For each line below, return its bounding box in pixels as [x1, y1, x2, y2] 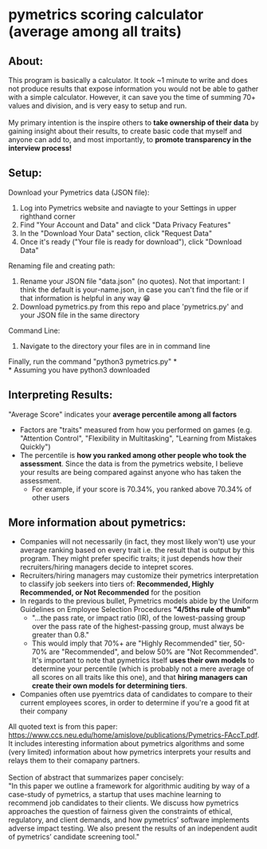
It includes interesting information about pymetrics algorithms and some [8, 739, 245, 748]
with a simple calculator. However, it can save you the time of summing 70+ [8, 93, 257, 101]
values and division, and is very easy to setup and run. [8, 101, 187, 110]
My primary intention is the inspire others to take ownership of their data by [8, 118, 259, 127]
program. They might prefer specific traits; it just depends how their [19, 554, 243, 563]
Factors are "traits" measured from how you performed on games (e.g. [19, 424, 253, 434]
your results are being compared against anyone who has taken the [19, 467, 241, 476]
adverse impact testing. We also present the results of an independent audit [8, 823, 257, 833]
